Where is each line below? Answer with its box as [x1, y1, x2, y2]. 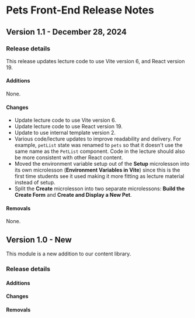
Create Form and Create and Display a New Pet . [14, 192, 133, 199]
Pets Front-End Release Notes [6, 4, 155, 17]
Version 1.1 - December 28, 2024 [6, 27, 127, 37]
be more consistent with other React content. [14, 154, 124, 161]
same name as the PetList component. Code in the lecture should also [14, 148, 185, 155]
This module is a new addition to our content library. [6, 250, 131, 258]
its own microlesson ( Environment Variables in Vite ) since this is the [14, 166, 180, 173]
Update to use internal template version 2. [14, 129, 116, 136]
